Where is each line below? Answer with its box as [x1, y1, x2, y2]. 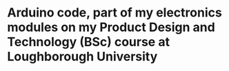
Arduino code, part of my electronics [7, 5, 222, 21]
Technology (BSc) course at [7, 34, 170, 50]
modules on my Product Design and [7, 19, 215, 35]
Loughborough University [7, 49, 158, 65]
